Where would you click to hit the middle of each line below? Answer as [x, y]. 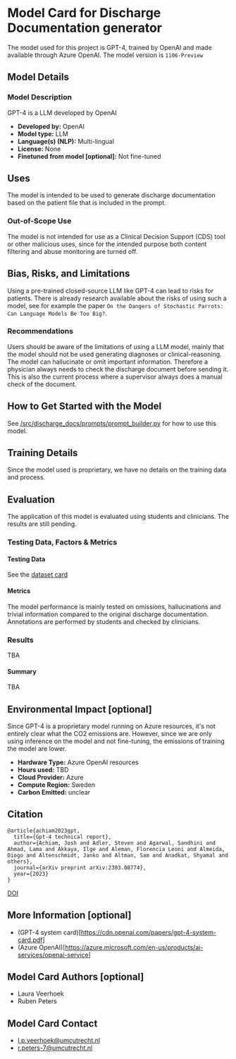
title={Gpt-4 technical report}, [63, 837]
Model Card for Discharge [84, 13]
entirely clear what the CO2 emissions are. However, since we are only [110, 733]
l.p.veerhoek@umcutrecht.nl [59, 1041]
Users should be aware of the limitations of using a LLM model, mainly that [116, 346]
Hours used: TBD [43, 769]
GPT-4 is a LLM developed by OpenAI [62, 112]
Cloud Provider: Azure [50, 777]
